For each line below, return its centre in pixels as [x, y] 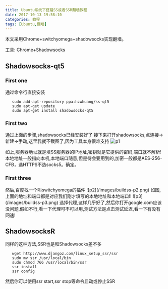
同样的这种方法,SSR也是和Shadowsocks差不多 [53, 244]
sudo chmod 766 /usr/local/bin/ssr [49, 263]
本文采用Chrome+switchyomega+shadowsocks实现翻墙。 [66, 39]
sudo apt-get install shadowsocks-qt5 [53, 110]
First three [18, 178]
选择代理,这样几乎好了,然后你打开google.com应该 [110, 202]
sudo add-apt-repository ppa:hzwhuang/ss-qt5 [61, 102]
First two [16, 123]
